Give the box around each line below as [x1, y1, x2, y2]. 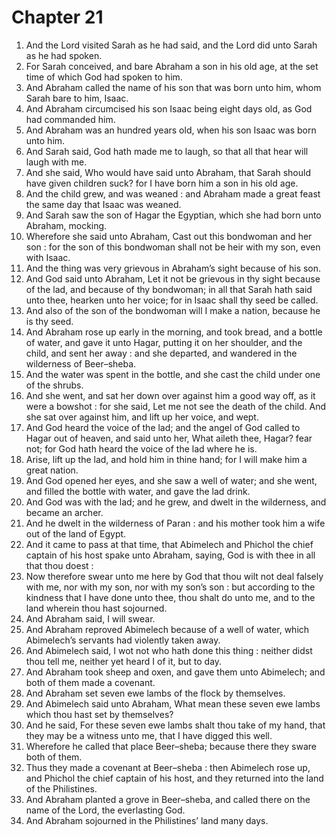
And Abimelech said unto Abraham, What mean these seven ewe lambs [25, 697, 321, 710]
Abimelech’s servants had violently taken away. [25, 634, 221, 646]
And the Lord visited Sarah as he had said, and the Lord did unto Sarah [25, 39, 318, 51]
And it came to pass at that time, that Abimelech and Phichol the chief [25, 538, 314, 550]
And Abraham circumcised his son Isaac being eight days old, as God [25, 102, 313, 115]
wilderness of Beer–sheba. [25, 357, 137, 370]
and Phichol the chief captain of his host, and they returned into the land [25, 772, 324, 784]
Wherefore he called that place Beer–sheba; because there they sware [25, 740, 317, 752]
